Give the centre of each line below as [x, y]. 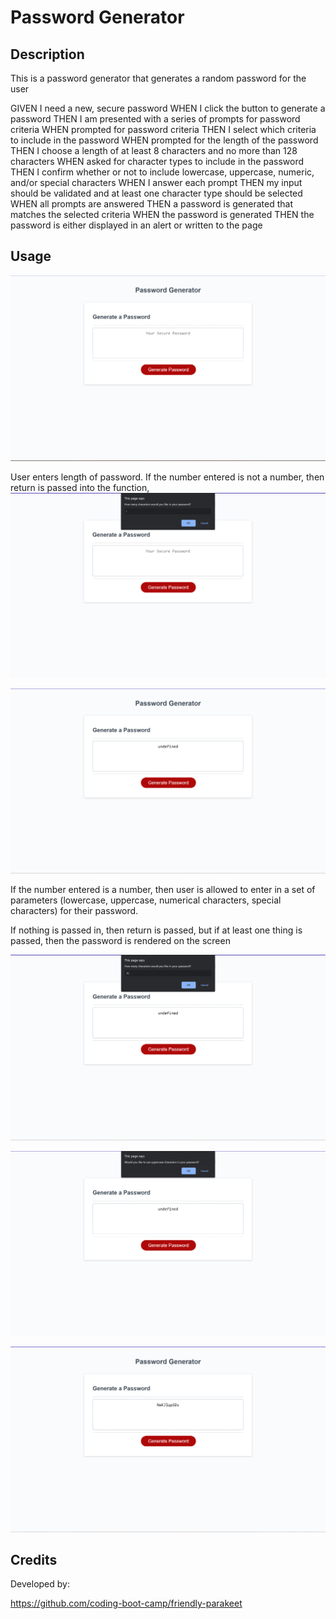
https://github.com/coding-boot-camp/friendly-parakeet [126, 1603]
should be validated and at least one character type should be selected [156, 193]
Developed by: [40, 1584]
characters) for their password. [74, 911]
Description [47, 54]
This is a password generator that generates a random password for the [158, 78]
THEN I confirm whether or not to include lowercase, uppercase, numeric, [162, 172]
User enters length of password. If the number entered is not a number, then [167, 477]
